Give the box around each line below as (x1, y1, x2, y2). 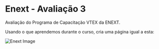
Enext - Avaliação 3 (5, 3, 86, 15)
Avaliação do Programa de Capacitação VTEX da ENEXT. (5, 19, 121, 25)
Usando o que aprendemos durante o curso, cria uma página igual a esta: (5, 29, 155, 34)
